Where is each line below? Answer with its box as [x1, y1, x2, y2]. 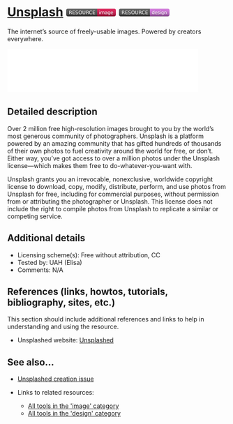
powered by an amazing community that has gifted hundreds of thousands [7, 139, 222, 147]
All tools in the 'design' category [27, 409, 121, 418]
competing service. [7, 212, 63, 220]
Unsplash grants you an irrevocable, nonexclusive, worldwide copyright [7, 175, 213, 183]
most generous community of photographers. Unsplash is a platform [7, 132, 204, 140]
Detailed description [7, 106, 98, 118]
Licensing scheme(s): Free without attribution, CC [17, 250, 160, 259]
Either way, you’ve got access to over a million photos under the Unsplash [7, 154, 220, 162]
